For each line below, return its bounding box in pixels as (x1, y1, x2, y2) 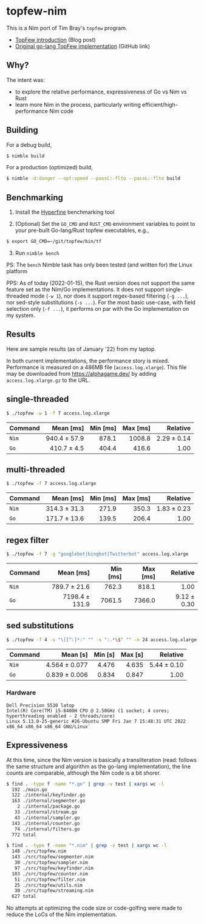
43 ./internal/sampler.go (14, 815, 80, 821)
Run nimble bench (15, 250, 59, 256)
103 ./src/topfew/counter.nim (12, 871, 88, 877)
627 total (12, 894, 36, 900)
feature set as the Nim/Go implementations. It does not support (6, 286, 165, 293)
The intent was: (6, 76, 46, 83)
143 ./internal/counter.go (12, 820, 80, 826)
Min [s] (93, 650, 115, 659)
